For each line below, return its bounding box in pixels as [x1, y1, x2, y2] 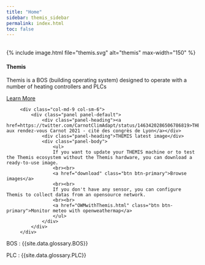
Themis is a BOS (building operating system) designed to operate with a [6, 77, 187, 84]
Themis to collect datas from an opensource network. [6, 192, 146, 198]
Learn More [6, 95, 36, 102]
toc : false [6, 26, 34, 32]
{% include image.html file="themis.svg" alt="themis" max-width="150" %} [6, 49, 196, 57]
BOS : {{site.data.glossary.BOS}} [6, 240, 88, 247]
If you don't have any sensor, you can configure [52, 186, 182, 193]
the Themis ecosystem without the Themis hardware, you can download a [6, 155, 192, 161]
